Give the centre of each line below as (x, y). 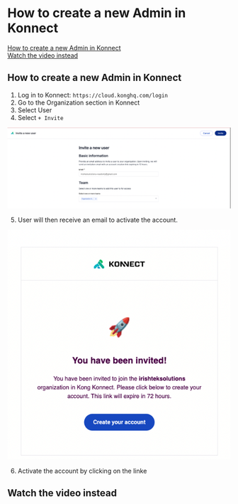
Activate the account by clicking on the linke (82, 471)
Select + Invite (40, 117)
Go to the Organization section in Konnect (79, 102)
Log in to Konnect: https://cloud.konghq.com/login (93, 95)
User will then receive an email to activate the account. (98, 220)
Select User (35, 110)
